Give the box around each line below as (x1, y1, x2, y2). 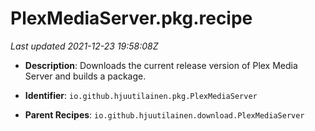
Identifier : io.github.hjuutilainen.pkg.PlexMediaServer (24, 89, 258, 101)
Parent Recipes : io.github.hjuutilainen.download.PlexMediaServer (24, 108, 305, 121)
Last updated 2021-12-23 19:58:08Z (10, 40, 159, 52)
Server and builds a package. (24, 70, 147, 82)
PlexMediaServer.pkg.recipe (10, 7, 253, 30)
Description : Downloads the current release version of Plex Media (24, 59, 298, 71)
